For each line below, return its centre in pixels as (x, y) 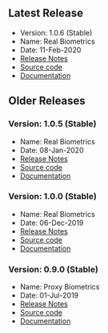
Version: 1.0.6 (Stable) (56, 32)
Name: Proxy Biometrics (60, 287)
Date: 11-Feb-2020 (50, 50)
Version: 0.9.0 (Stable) (53, 269)
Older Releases (47, 101)
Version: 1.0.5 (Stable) (52, 124)
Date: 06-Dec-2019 (52, 223)
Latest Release (46, 13)
